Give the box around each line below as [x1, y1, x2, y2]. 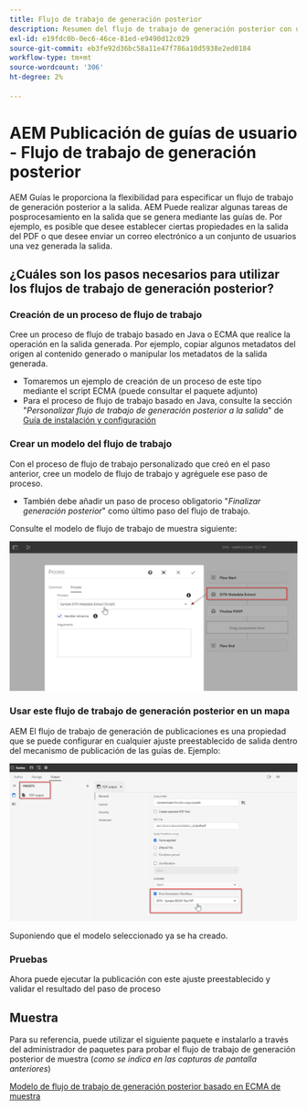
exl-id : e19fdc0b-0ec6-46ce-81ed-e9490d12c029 [9, 34, 190, 43]
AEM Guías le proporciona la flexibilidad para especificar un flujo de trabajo [9, 192, 294, 203]
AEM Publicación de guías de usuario [9, 122, 298, 143]
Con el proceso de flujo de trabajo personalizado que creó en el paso [9, 458, 271, 470]
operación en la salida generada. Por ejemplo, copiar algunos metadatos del [9, 339, 296, 350]
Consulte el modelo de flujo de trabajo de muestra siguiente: [9, 523, 238, 534]
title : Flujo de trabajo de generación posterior [9, 15, 203, 24]
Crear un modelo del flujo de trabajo [9, 438, 173, 450]
